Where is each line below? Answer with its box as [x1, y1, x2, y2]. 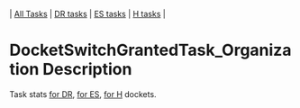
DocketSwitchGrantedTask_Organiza [9, 40, 292, 60]
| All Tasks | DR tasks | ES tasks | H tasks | [9, 9, 167, 19]
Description [42, 59, 132, 80]
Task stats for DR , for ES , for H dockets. [9, 88, 157, 99]
